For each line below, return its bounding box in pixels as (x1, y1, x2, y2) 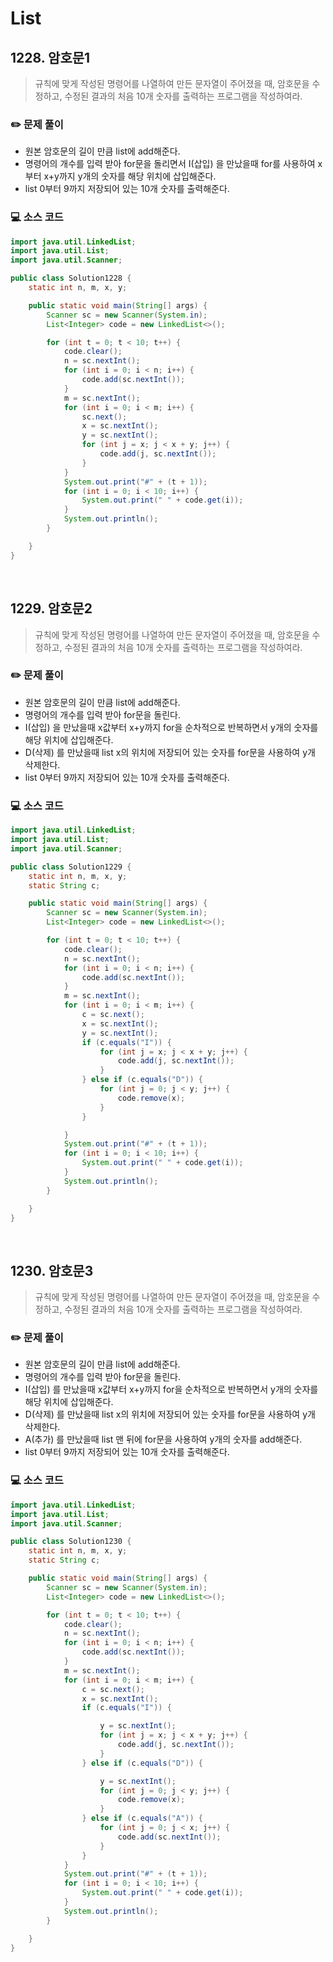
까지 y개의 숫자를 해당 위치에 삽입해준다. (58, 170, 217, 182)
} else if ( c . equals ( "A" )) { (81, 1813, 203, 1824)
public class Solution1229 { (10, 862, 132, 872)
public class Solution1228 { (10, 273, 132, 284)
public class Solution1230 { (10, 1537, 132, 1547)
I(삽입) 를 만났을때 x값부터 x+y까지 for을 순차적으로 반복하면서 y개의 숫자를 (24, 1383, 319, 1396)
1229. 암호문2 (10, 600, 93, 617)
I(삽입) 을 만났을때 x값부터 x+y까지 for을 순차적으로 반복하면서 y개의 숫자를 (24, 721, 319, 733)
